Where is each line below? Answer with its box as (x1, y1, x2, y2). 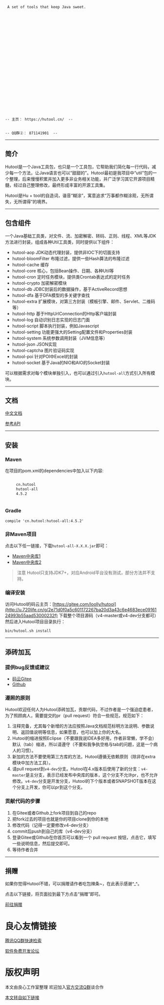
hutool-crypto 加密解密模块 (12, 280, 67, 286)
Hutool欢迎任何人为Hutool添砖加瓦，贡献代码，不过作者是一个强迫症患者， (5, 707, 156, 713)
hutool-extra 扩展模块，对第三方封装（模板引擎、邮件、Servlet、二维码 (12, 298, 155, 304)
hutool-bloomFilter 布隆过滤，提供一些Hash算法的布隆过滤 (12, 255, 130, 262)
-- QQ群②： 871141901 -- (5, 131, 58, 136)
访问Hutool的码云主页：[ (5, 601, 55, 607)
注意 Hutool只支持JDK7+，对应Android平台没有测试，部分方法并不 (17, 570, 151, 575)
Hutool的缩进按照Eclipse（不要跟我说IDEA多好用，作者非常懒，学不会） (12, 735, 157, 742)
